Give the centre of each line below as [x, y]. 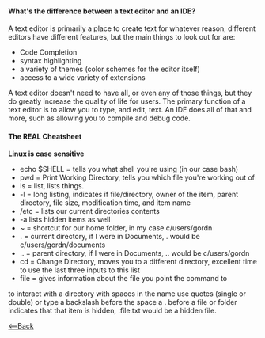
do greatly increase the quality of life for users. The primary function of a [127, 101]
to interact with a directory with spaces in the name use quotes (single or [127, 294]
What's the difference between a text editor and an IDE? [102, 11]
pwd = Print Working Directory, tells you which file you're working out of [137, 177]
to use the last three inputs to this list [80, 270]
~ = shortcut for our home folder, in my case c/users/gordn [116, 228]
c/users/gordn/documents [62, 245]
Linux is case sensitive [46, 154]
